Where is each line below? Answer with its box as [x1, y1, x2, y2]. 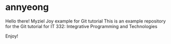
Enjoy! [5, 33, 19, 39]
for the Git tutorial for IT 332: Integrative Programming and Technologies [5, 23, 158, 29]
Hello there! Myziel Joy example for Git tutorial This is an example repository [5, 18, 166, 24]
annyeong [5, 1, 49, 13]
